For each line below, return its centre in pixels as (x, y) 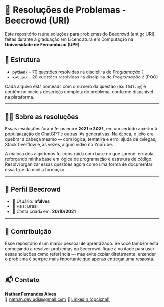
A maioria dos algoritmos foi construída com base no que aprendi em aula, (80, 153)
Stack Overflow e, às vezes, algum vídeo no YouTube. (59, 144)
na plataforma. (20, 97)
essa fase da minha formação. (35, 169)
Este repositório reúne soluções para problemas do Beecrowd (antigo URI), (81, 34)
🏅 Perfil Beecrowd (33, 189)
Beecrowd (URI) (37, 20)
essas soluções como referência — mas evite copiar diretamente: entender (81, 254)
